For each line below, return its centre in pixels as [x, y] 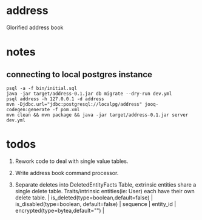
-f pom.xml [66, 109]
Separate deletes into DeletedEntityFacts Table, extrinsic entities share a [106, 184]
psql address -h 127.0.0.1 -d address [55, 99]
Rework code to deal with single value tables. [72, 161]
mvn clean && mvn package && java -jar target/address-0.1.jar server [97, 115]
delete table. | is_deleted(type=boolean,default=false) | [84, 198]
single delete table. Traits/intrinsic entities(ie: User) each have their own [105, 191]
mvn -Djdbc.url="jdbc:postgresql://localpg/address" [74, 104]
